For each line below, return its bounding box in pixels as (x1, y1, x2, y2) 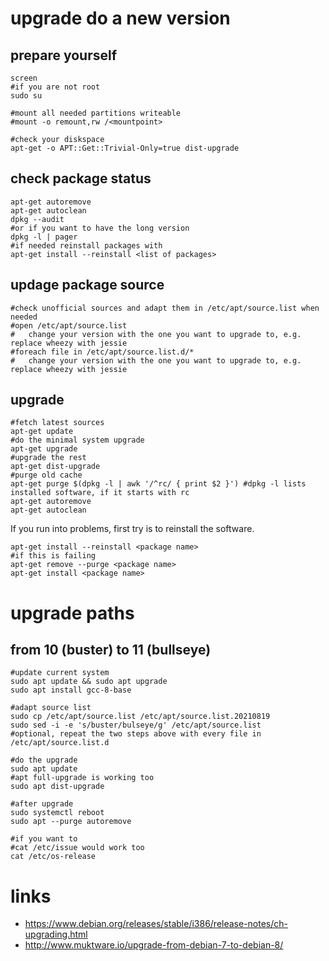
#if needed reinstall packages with (10, 240, 163, 251)
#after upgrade (10, 799, 74, 809)
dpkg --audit (10, 214, 65, 224)
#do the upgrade (10, 755, 78, 766)
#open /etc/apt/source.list (10, 320, 128, 331)
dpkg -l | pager (10, 232, 78, 242)
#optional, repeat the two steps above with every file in (10, 729, 262, 739)
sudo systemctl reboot (10, 808, 105, 818)
